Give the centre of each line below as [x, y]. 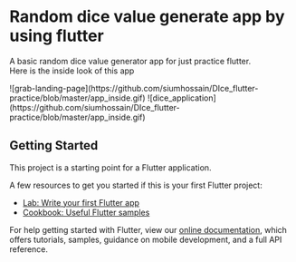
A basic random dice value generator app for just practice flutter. [130, 61]
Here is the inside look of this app [72, 71]
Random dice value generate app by [147, 17]
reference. [29, 249]
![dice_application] [182, 98]
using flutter [57, 36]
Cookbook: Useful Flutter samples [86, 212]
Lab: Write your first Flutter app [81, 202]
